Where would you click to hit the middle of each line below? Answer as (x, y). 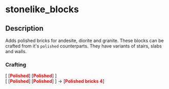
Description (24, 28)
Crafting (16, 64)
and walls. (16, 51)
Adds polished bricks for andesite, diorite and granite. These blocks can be (84, 40)
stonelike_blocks (42, 9)
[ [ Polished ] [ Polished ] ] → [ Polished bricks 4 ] (55, 81)
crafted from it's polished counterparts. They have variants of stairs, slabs (84, 46)
